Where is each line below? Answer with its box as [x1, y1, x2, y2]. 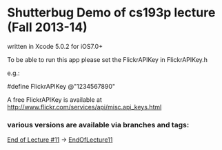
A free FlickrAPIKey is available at [7, 95, 102, 104]
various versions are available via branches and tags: [7, 120, 190, 129]
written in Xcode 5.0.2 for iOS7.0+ [7, 42, 103, 50]
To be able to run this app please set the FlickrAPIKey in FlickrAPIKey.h [7, 55, 208, 63]
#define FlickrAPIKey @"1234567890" [7, 82, 116, 90]
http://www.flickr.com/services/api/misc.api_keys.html [7, 103, 162, 111]
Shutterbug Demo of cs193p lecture [7, 5, 216, 21]
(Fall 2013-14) [7, 19, 88, 35]
